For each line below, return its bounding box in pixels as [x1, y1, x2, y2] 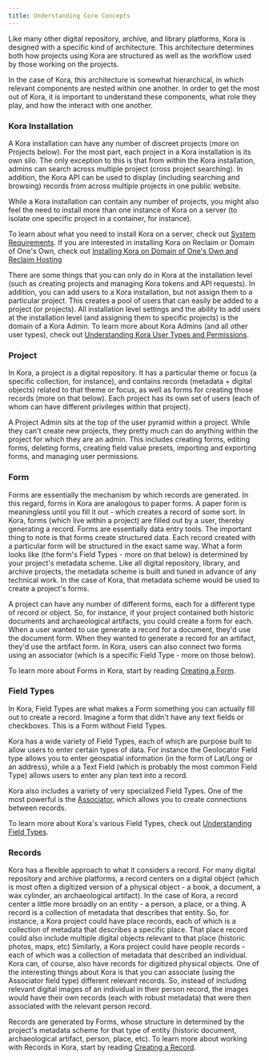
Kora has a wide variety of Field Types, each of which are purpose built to [8, 736, 252, 746]
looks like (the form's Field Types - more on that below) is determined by [8, 550, 248, 559]
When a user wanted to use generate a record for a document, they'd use [8, 624, 251, 634]
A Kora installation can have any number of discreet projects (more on [8, 138, 239, 148]
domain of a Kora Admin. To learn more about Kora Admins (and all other [8, 321, 248, 331]
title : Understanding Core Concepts [8, 11, 130, 20]
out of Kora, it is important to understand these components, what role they [8, 91, 257, 101]
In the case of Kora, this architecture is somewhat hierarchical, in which [8, 75, 244, 84]
